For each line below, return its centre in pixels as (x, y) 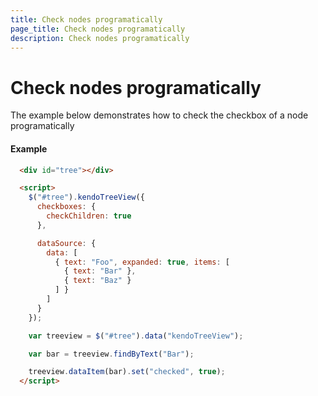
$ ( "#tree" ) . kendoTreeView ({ (86, 197)
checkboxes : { (66, 207)
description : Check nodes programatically (100, 38)
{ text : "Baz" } (97, 281)
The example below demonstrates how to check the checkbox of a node (159, 115)
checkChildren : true (89, 216)
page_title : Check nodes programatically (98, 29)
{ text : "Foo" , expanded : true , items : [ (142, 262)
